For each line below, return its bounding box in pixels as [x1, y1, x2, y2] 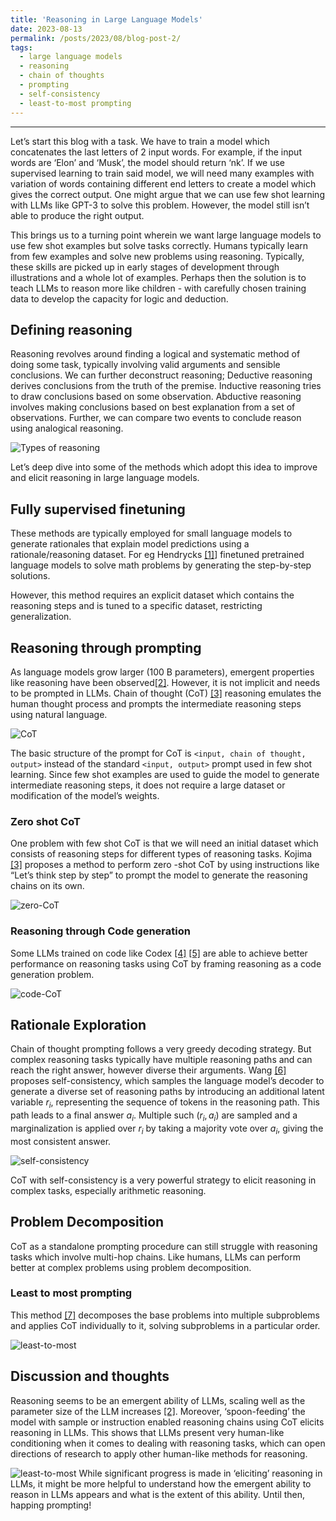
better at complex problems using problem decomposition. [10, 1261, 252, 1273]
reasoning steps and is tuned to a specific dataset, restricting [10, 600, 263, 612]
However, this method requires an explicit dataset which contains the [10, 589, 295, 601]
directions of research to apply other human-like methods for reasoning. [10, 1447, 308, 1460]
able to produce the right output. [10, 209, 145, 221]
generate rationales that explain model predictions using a [10, 538, 250, 550]
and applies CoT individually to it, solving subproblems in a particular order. [10, 1319, 321, 1331]
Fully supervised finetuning [10, 501, 186, 518]
